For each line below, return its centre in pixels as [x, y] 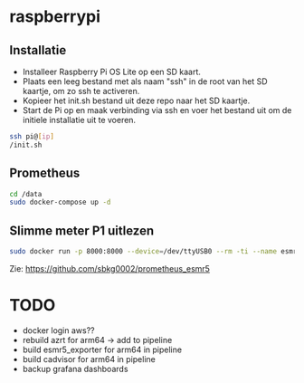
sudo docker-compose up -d [60, 202]
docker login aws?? [58, 330]
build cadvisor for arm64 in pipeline [89, 359]
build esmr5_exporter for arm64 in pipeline [102, 349]
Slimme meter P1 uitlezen [82, 230]
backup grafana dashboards [75, 369]
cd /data [26, 194]
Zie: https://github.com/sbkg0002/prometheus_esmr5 [110, 268]
